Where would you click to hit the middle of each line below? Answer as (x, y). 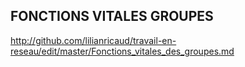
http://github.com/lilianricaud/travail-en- (93, 40)
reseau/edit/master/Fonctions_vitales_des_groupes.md (122, 51)
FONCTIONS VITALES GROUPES (112, 16)
